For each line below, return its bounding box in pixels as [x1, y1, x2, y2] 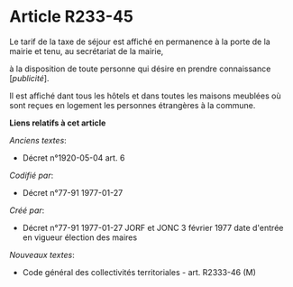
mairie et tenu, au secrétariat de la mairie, [9, 45, 164, 56]
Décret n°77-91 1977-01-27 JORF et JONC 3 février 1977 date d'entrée [22, 222, 284, 233]
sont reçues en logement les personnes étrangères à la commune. [9, 99, 256, 110]
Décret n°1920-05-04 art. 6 [22, 152, 125, 163]
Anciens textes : [9, 134, 68, 145]
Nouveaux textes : [9, 249, 75, 260]
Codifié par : [9, 170, 54, 181]
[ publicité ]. [9, 72, 50, 83]
